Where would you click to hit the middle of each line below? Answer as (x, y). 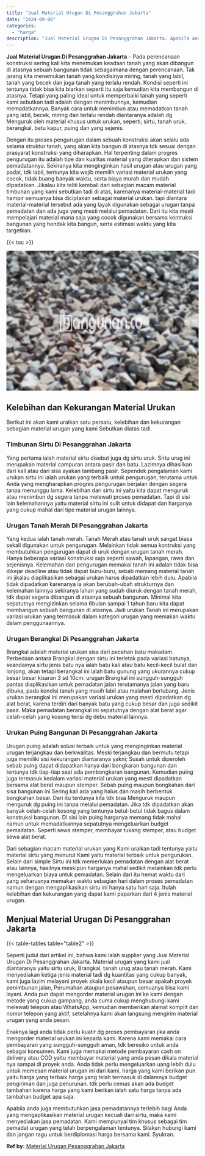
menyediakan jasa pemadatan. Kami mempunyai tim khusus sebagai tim (97, 1121)
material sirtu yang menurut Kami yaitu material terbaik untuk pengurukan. (100, 855)
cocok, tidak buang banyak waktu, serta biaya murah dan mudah (88, 179)
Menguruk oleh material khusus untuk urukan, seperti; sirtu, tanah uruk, (96, 121)
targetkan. (19, 230)
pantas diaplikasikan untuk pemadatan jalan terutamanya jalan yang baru (98, 684)
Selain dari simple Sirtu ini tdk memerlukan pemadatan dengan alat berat (98, 861)
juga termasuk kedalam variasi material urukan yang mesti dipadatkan (94, 778)
